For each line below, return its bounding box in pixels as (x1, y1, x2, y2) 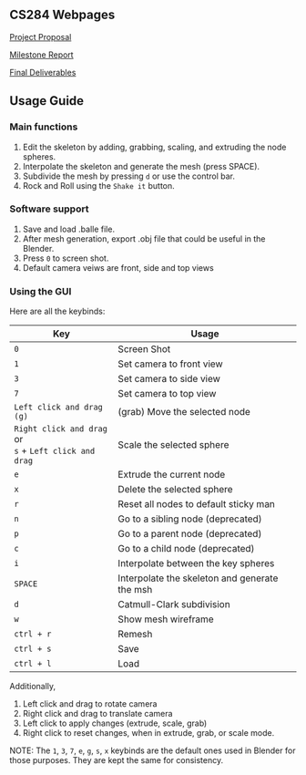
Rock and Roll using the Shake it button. (22, 180, 175, 191)
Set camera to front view (117, 357, 223, 370)
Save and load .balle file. (22, 223, 116, 234)
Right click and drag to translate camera (22, 708, 173, 719)
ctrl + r (14, 629, 52, 639)
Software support (9, 202, 89, 215)
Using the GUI (9, 284, 72, 297)
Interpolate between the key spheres (117, 557, 275, 570)
